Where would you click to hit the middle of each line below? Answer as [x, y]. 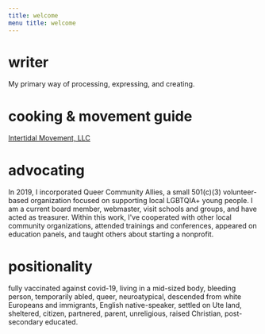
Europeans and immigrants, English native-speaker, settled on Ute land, [125, 305]
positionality [50, 266]
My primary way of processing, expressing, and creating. [102, 84]
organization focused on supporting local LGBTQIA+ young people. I [142, 201]
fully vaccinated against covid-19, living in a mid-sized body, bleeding [122, 288]
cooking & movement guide [100, 116]
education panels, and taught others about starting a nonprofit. [111, 234]
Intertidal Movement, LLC [50, 138]
